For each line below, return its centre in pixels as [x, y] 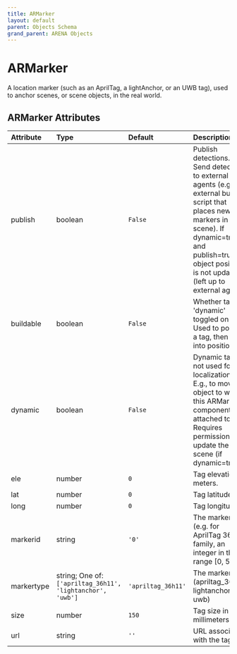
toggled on [211, 319]
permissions [213, 436]
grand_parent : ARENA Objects [50, 33]
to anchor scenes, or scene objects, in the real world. [85, 95]
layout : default [31, 20]
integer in [208, 553]
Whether [207, 302]
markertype [30, 586]
